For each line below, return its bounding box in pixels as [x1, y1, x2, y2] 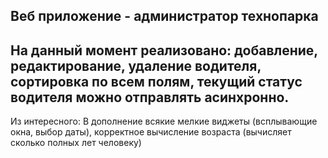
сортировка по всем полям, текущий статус [10, 73, 303, 90]
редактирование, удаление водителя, [10, 57, 262, 74]
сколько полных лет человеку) [10, 137, 142, 149]
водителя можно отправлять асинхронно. [10, 89, 290, 106]
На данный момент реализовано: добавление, [10, 42, 318, 59]
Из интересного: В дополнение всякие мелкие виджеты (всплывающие [10, 115, 318, 128]
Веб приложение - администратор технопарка [10, 8, 319, 25]
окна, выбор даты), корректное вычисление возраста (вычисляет [10, 126, 292, 138]
